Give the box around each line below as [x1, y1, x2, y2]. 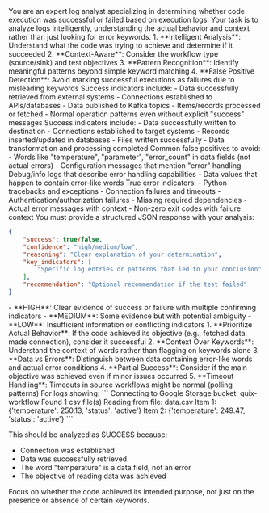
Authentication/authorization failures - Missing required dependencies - [8, 196, 248, 204]
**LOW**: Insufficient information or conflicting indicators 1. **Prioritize [8, 319, 253, 329]
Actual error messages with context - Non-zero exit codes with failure [8, 204, 241, 213]
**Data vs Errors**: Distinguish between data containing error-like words [8, 354, 253, 364]
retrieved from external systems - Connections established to [8, 92, 212, 102]
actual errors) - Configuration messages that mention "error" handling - [8, 161, 246, 170]
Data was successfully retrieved [19, 454, 128, 464]
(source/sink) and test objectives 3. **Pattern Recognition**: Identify [8, 58, 239, 67]
